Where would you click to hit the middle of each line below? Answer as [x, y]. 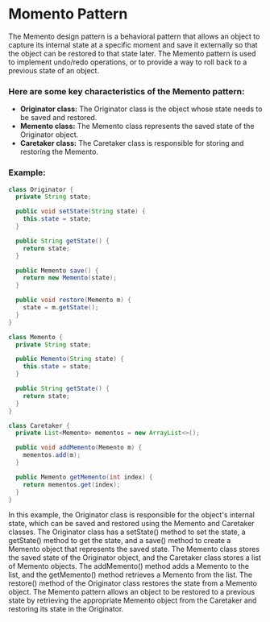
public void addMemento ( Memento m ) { [79, 448]
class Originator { [41, 189]
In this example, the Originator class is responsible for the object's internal [132, 515]
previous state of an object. [54, 70]
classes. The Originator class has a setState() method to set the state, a [127, 532]
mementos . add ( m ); [52, 455]
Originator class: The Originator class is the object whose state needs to [141, 109]
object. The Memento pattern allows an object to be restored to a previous [132, 592]
